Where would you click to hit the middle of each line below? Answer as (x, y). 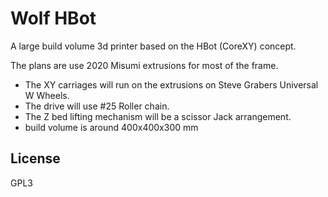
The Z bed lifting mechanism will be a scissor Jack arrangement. (158, 116)
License (35, 158)
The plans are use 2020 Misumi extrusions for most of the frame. (144, 65)
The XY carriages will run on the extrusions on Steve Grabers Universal (171, 84)
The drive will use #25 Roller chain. (97, 106)
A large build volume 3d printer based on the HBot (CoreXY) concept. (153, 46)
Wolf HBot (53, 18)
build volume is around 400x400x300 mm (111, 127)
